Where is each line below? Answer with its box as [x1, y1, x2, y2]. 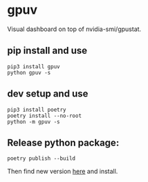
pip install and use [7, 45, 88, 57]
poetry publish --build [7, 155, 76, 162]
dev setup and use [7, 88, 89, 100]
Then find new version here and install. [7, 168, 118, 176]
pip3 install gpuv [7, 63, 60, 70]
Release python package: [7, 136, 120, 148]
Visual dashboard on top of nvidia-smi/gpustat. [7, 25, 142, 33]
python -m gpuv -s [7, 118, 60, 125]
